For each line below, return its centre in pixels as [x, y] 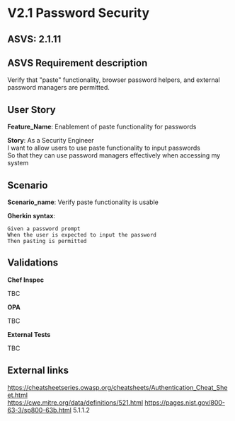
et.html [18, 395]
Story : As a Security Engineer [51, 141]
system [18, 163]
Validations [33, 263]
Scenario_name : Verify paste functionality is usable [83, 202]
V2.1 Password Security [79, 13]
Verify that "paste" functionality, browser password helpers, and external [114, 80]
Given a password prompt [44, 229]
